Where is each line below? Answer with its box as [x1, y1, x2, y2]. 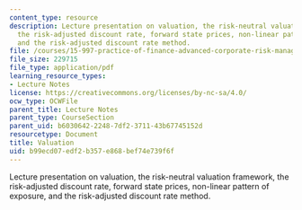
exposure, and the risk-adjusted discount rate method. [9, 190, 211, 201]
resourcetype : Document [9, 130, 99, 139]
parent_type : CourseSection [9, 113, 115, 122]
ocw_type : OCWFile [9, 96, 78, 106]
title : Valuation [9, 138, 75, 147]
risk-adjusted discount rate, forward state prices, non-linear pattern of [9, 180, 270, 191]
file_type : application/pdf [9, 64, 115, 73]
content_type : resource [9, 13, 99, 22]
